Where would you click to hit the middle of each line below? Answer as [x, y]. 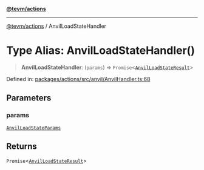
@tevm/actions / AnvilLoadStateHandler [56, 26]
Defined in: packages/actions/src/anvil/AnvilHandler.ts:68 [78, 79]
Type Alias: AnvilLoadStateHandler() [101, 51]
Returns [22, 147]
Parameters [29, 98]
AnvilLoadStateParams [34, 128]
